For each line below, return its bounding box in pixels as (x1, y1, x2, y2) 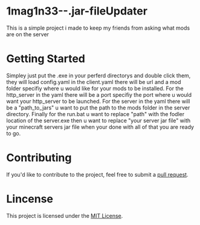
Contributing (6, 151, 72, 165)
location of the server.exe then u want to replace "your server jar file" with (6, 117, 191, 124)
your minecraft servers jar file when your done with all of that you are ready (6, 123, 195, 131)
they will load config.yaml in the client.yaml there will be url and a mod (6, 78, 181, 85)
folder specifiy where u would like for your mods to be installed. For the (6, 85, 184, 92)
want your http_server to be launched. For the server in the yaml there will (6, 97, 190, 105)
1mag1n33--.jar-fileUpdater (6, 4, 148, 18)
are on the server (6, 30, 50, 37)
